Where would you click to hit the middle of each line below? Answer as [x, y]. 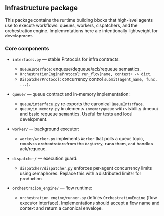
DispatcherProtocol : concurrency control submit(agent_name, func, [88, 79]
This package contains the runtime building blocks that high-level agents [79, 20]
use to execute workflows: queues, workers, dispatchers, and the [71, 25]
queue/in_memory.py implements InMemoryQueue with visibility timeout [89, 109]
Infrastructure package [41, 8]
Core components [27, 48]
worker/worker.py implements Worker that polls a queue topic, [82, 139]
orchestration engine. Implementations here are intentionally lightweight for [81, 30]
